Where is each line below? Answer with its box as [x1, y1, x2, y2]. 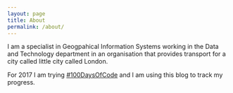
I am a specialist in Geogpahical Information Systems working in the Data [7, 43, 220, 51]
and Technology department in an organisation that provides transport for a [7, 50, 227, 58]
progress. [7, 78, 35, 87]
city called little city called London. [7, 57, 108, 66]
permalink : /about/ [7, 23, 65, 30]
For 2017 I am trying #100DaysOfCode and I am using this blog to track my [7, 71, 223, 79]
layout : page [7, 10, 46, 17]
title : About [7, 17, 46, 24]
